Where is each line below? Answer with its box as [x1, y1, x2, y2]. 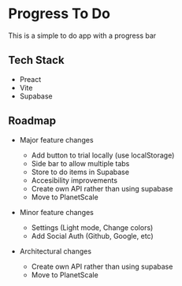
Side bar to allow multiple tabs [31, 158, 130, 168]
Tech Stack [8, 54, 65, 67]
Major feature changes [19, 135, 94, 144]
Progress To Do [8, 5, 110, 23]
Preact [19, 74, 42, 84]
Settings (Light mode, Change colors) [31, 222, 154, 232]
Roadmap [8, 114, 57, 128]
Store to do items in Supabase [31, 167, 130, 176]
